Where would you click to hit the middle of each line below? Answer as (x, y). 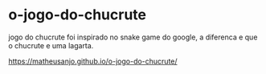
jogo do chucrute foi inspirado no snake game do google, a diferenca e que (133, 37)
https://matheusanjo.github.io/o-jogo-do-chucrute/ (93, 61)
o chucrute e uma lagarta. (51, 45)
